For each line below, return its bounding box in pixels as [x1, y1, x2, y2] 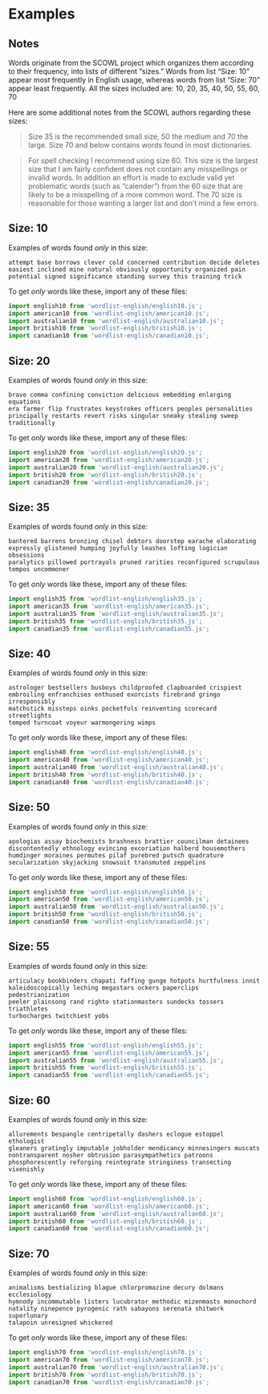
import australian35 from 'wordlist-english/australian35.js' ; [8, 610, 225, 618]
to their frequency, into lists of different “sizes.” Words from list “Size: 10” [8, 67, 250, 76]
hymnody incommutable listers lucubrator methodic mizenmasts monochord [8, 1298, 257, 1306]
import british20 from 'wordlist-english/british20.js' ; [8, 471, 203, 479]
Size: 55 [8, 940, 50, 954]
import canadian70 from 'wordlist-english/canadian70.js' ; [8, 1378, 210, 1386]
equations [8, 398, 42, 406]
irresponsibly [8, 698, 56, 706]
